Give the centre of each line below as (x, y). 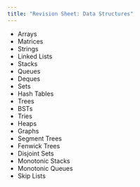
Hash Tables (36, 93)
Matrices (30, 41)
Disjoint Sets (36, 153)
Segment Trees (39, 138)
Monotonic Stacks (44, 161)
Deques (29, 79)
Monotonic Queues (45, 168)
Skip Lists (31, 176)
